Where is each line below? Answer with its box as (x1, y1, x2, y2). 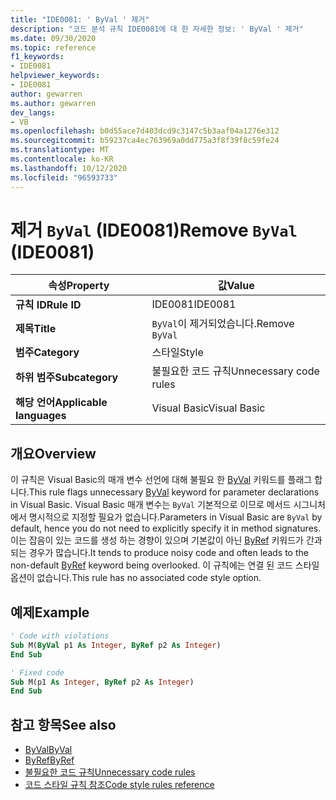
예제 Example (10, 604, 90, 621)
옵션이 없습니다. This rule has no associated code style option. (10, 572, 262, 584)
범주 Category (15, 346, 80, 360)
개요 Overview (10, 445, 97, 462)
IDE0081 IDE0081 (151, 297, 237, 311)
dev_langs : (10, 107, 56, 118)
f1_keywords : (10, 52, 65, 62)
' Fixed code (10, 667, 65, 678)
